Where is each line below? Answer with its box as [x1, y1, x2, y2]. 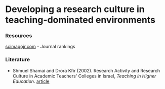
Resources [5, 32, 32, 39]
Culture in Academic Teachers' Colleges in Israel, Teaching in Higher [12, 73, 156, 79]
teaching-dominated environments [5, 14, 156, 26]
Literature [5, 56, 30, 63]
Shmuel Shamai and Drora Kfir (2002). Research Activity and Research [12, 67, 160, 73]
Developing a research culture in [5, 4, 145, 15]
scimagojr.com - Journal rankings [5, 44, 76, 50]
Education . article [12, 78, 50, 84]
